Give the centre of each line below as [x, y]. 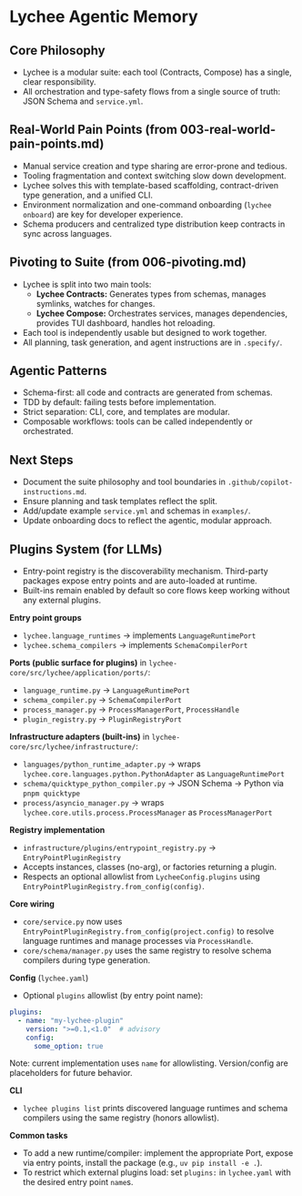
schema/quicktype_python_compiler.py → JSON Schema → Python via [153, 784]
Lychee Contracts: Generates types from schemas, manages [151, 294]
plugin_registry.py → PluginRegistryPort [102, 719]
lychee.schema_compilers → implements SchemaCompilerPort [135, 645]
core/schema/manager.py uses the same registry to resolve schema [147, 951]
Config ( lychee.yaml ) [49, 978]
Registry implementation [57, 830]
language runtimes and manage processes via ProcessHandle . [138, 941]
